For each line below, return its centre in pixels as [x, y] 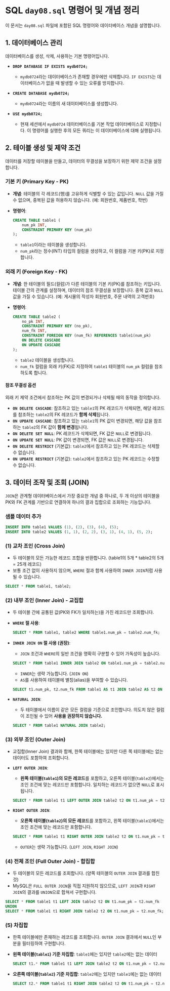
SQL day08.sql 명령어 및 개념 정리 [73, 10]
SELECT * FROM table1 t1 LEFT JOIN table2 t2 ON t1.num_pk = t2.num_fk [82, 902]
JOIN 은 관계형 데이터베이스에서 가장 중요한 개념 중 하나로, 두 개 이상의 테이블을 [83, 495]
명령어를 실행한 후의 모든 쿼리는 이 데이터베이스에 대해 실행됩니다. [97, 130]
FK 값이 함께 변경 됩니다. [65, 427]
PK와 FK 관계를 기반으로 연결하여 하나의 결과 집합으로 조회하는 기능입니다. [78, 502]
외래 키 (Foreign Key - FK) [36, 272]
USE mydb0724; [27, 114]
